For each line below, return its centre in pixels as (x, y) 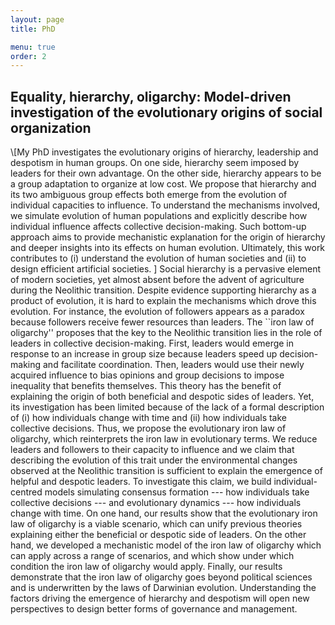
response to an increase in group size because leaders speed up (144, 354)
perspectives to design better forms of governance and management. (154, 609)
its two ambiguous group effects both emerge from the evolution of (149, 195)
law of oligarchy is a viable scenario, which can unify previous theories (156, 524)
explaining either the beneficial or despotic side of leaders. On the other (158, 535)
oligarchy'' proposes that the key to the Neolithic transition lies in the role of (166, 333)
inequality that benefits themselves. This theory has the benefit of (146, 386)
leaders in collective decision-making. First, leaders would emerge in (152, 343)
